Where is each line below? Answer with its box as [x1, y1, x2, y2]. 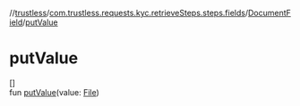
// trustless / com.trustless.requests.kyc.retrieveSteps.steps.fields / [9, 8, 249, 18]
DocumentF [247, 8, 291, 18]
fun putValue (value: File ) [9, 86, 100, 97]
